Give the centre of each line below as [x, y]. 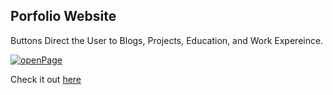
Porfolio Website [63, 16]
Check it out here [46, 79]
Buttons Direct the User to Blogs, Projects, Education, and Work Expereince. [167, 40]
